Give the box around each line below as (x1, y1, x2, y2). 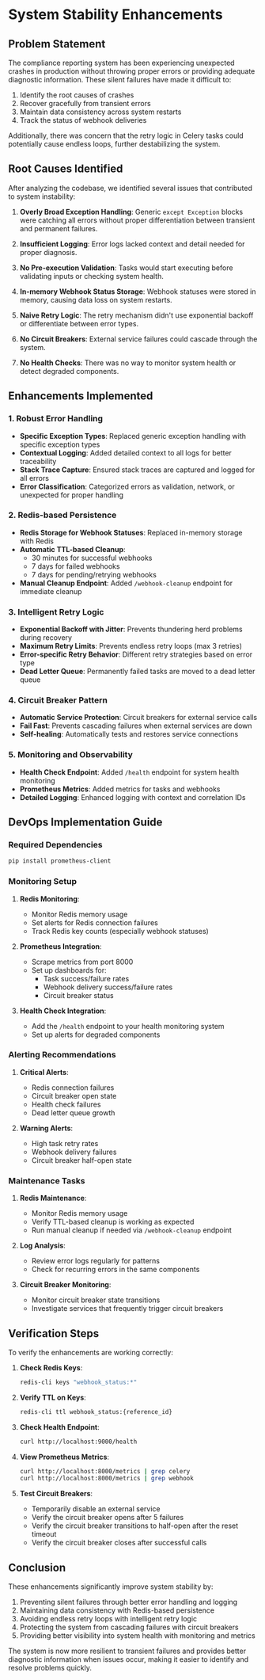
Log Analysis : (19, 1241, 66, 1251)
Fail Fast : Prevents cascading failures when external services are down (19, 721, 252, 730)
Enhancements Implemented (8, 390, 153, 403)
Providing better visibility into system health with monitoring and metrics (19, 1631, 256, 1640)
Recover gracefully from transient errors (19, 99, 152, 108)
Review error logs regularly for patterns (31, 1256, 161, 1266)
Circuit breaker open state (31, 1091, 117, 1100)
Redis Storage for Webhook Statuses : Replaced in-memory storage (19, 528, 243, 537)
